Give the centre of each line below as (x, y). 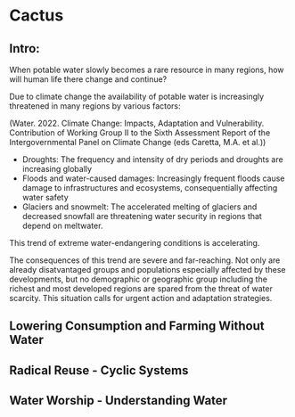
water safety (45, 197)
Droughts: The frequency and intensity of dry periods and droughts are (152, 159)
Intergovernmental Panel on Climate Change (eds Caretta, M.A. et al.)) (138, 142)
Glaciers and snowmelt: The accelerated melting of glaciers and (139, 207)
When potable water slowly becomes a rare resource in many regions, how (147, 69)
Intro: (25, 49)
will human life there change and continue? (88, 79)
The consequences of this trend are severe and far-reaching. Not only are (145, 260)
